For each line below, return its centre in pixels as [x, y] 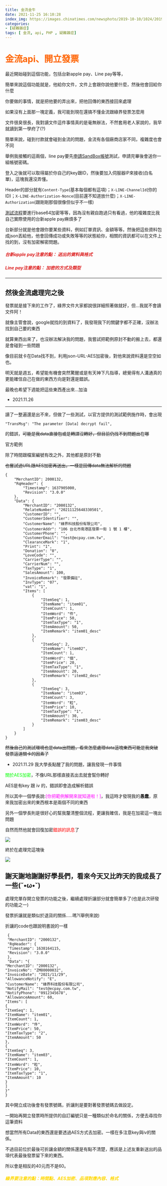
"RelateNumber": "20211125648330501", [63, 510]
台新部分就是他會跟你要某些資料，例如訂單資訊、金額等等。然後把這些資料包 [83, 229]
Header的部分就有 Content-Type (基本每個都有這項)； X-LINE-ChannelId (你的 [81, 189]
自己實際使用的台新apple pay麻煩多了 [43, 219]
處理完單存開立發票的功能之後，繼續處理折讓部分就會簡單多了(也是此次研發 [82, 898]
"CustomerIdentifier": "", [51, 519]
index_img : [16, 19]
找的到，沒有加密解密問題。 [34, 242]
